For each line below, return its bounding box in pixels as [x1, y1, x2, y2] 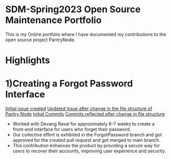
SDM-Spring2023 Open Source [5, 4, 141, 15]
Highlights [5, 55, 50, 66]
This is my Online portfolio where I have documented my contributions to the [5, 31, 166, 37]
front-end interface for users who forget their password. [12, 126, 131, 132]
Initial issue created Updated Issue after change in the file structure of [5, 105, 153, 112]
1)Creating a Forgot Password [5, 78, 133, 90]
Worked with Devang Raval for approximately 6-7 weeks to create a [12, 121, 155, 127]
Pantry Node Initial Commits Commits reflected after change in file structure [5, 111, 165, 117]
